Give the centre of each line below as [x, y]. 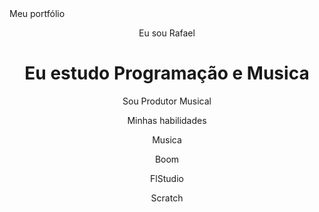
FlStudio [167, 178]
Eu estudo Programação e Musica [167, 73]
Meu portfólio [37, 13]
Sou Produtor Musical [167, 101]
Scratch [167, 198]
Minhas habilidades [167, 120]
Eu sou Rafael [167, 33]
